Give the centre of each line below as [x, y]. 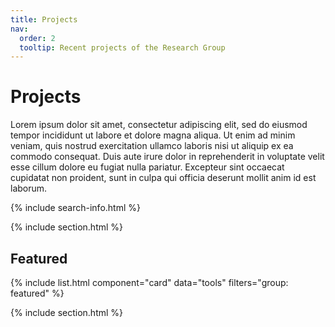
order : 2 [37, 38]
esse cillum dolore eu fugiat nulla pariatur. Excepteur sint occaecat [147, 167]
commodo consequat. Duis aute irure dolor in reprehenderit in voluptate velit [167, 157]
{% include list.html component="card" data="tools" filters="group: [149, 282]
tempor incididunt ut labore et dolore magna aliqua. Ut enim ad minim [153, 135]
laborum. [29, 188]
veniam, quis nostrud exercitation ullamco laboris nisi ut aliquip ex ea [152, 146]
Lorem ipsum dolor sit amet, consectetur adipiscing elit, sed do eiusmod [159, 125]
